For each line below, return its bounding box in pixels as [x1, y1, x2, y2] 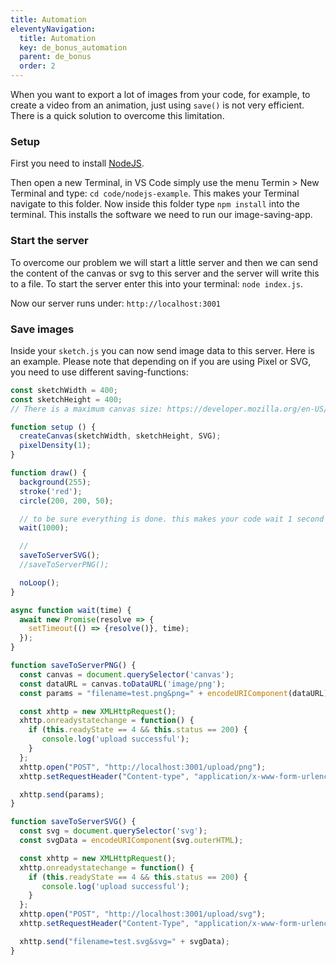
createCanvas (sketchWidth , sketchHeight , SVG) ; [19, 431, 222, 441]
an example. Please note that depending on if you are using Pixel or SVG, [10, 355, 312, 367]
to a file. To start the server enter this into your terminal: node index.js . [10, 277, 303, 290]
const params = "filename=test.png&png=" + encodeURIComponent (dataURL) [19, 688, 329, 698]
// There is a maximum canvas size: [10, 404, 163, 414]
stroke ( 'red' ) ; [19, 486, 83, 496]
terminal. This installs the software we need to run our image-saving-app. [10, 209, 313, 221]
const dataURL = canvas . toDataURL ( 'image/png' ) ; [19, 679, 226, 689]
